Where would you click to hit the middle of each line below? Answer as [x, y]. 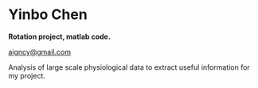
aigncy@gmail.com [40, 52]
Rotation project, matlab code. [60, 36]
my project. [27, 75]
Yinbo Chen [48, 15]
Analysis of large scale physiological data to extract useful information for [129, 67]
